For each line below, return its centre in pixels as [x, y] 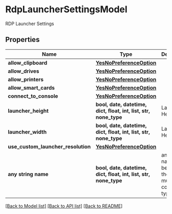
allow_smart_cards [31, 88]
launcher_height [28, 111]
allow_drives [24, 71]
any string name [28, 174]
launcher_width [27, 132]
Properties [23, 40]
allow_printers [26, 79]
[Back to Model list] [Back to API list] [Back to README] [64, 206]
